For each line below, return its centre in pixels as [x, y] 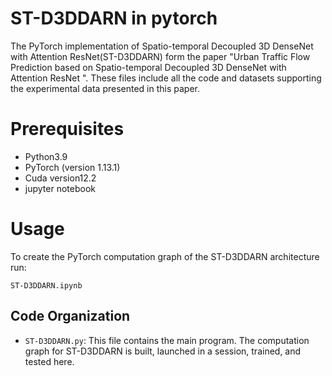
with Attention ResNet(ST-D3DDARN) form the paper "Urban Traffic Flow [160, 56]
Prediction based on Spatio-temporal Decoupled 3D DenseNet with [148, 67]
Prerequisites [67, 129]
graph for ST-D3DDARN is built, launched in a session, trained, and [163, 351]
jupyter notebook [60, 188]
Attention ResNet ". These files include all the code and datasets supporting [166, 78]
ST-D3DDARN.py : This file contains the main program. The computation [167, 340]
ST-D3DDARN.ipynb [46, 285]
